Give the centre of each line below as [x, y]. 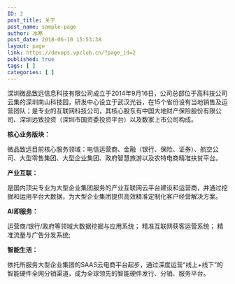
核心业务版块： [29, 134]
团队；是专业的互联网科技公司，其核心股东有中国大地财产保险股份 [108, 111]
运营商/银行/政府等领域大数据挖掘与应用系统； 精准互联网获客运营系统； [112, 226]
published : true [31, 59]
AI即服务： [23, 211]
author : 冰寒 [25, 33]
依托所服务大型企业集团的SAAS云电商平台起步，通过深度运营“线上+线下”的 [115, 264]
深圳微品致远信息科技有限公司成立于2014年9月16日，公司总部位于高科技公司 [117, 93]
